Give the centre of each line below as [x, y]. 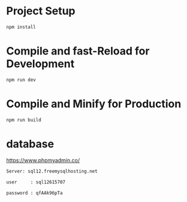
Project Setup [41, 11]
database [30, 144]
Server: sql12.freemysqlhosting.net [52, 171]
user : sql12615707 [36, 182]
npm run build [24, 120]
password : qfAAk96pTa [34, 193]
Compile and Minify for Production [94, 104]
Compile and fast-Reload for [78, 51]
